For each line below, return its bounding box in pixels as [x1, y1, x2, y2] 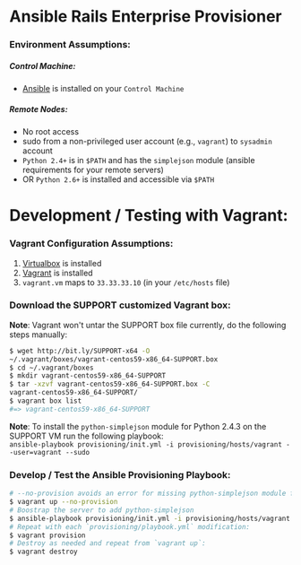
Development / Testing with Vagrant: [9, 205, 288, 226]
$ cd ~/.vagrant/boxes [9, 363, 94, 372]
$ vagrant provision [9, 531, 87, 540]
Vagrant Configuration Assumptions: [9, 238, 174, 250]
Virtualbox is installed [21, 257, 102, 268]
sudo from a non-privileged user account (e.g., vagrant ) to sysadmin [21, 136, 273, 147]
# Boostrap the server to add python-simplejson [9, 505, 194, 515]
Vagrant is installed [21, 267, 93, 278]
